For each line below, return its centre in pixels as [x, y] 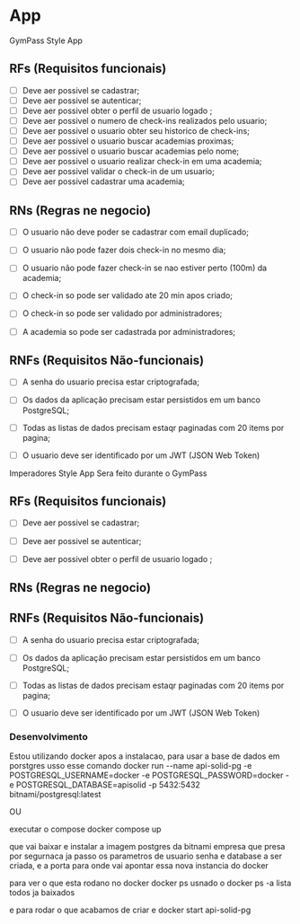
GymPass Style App [46, 40]
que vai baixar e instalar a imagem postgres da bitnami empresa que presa [147, 847]
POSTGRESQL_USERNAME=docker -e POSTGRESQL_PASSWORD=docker [146, 775]
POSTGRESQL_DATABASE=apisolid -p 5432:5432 [108, 785]
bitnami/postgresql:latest [55, 795]
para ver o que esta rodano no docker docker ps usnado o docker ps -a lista [150, 883]
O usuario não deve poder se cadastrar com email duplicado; [136, 232]
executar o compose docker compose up [85, 829]
